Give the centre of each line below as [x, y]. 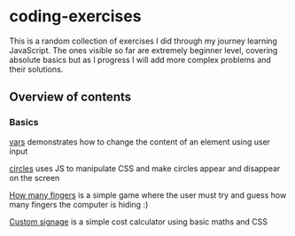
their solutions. [36, 69]
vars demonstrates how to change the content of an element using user [140, 142]
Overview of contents [70, 97]
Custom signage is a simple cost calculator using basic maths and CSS [139, 221]
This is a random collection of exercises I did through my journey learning [143, 41]
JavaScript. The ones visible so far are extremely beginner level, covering [144, 50]
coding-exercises [75, 16]
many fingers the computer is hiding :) [79, 204]
